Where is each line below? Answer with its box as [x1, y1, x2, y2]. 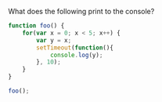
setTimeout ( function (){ [36, 43, 113, 52]
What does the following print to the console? [8, 7, 155, 16]
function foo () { [8, 22, 65, 30]
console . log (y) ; [49, 51, 103, 59]
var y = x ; [36, 36, 72, 44]
